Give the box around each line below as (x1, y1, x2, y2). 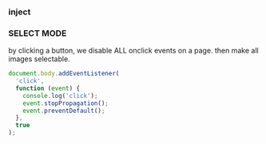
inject (8, 6, 31, 18)
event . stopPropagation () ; (22, 99, 109, 107)
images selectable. (8, 54, 70, 64)
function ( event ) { (15, 84, 81, 92)
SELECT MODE (8, 27, 67, 38)
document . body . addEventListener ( (8, 70, 120, 78)
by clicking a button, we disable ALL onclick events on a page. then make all (8, 46, 259, 56)
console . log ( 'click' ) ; (22, 91, 98, 99)
